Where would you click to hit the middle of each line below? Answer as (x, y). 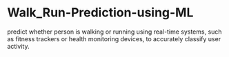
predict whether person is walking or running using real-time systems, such (114, 32)
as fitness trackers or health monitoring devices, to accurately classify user (114, 38)
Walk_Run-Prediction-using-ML (100, 13)
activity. (18, 46)
